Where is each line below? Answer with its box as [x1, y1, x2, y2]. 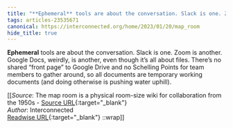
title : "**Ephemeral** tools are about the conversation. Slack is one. [7, 10, 222, 17]
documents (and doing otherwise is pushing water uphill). [7, 77, 172, 86]
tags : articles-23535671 [7, 17, 79, 24]
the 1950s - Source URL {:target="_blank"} [7, 98, 128, 107]
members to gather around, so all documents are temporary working [7, 71, 203, 79]
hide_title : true [7, 29, 58, 37]
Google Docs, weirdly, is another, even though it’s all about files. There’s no [7, 56, 222, 64]
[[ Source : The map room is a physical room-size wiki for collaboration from [7, 91, 222, 100]
